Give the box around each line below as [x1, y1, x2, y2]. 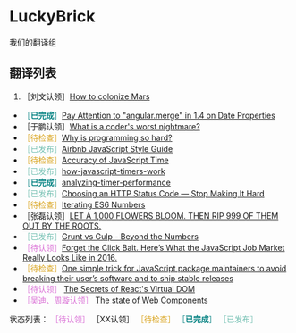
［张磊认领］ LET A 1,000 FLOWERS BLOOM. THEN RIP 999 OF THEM [21, 210, 279, 221]
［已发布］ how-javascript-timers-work [21, 165, 165, 176]
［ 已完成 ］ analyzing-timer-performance [21, 177, 172, 187]
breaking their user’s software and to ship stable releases [21, 272, 234, 283]
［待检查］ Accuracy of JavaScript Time [21, 154, 169, 165]
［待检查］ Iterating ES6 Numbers [21, 199, 146, 210]
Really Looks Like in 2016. [21, 252, 118, 262]
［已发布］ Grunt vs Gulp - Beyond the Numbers [21, 230, 199, 242]
